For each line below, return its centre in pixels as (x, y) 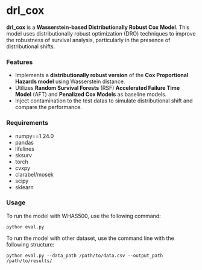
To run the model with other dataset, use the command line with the (90, 238)
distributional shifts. (31, 46)
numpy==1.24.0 (34, 136)
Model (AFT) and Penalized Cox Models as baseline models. (91, 95)
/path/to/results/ (29, 261)
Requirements (27, 123)
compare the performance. (49, 107)
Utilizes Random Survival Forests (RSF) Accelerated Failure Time (97, 88)
